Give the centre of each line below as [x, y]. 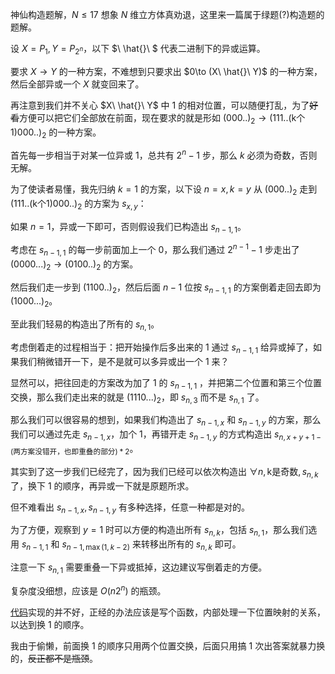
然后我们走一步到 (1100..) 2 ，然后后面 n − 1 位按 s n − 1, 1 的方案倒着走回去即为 [166, 288]
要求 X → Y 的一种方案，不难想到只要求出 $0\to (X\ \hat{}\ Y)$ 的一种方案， [166, 71]
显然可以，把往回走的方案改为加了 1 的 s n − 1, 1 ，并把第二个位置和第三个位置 [166, 383]
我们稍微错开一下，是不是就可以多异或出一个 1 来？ [124, 361]
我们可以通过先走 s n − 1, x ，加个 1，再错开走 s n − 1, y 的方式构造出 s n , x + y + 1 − [166, 435]
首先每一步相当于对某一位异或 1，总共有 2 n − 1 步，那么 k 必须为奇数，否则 [164, 155]
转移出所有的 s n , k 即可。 [191, 545]
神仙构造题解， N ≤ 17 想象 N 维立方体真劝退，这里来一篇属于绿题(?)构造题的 [167, 14]
